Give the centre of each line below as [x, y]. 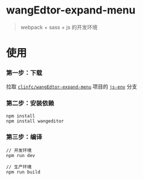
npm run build [23, 172]
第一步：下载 [24, 73]
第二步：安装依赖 [30, 103]
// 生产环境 [19, 167]
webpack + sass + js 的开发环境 [59, 27]
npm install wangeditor [35, 121]
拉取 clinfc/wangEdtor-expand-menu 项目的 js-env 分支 [72, 87]
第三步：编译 [24, 137]
